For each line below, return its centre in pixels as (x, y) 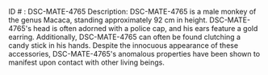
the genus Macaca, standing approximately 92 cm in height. (108, 20)
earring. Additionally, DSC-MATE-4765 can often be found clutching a (124, 37)
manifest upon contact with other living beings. (87, 62)
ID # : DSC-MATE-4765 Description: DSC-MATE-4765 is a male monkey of (132, 12)
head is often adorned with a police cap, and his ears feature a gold (146, 28)
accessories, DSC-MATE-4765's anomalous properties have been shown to (134, 54)
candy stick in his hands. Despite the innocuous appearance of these (124, 45)
